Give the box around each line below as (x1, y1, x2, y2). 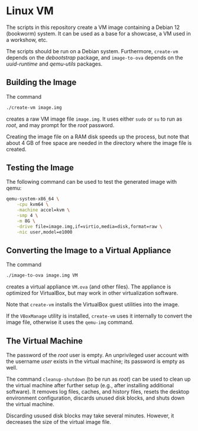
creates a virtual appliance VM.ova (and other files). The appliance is (6, 283, 171, 290)
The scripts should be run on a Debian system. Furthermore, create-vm (6, 47, 178, 54)
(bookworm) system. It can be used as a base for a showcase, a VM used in (6, 30, 191, 37)
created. (6, 145, 27, 153)
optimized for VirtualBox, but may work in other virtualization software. (6, 290, 178, 297)
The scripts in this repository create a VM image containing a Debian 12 (6, 24, 180, 31)
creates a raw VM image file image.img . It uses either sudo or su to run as (6, 115, 183, 122)
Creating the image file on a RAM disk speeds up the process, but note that (6, 133, 189, 140)
